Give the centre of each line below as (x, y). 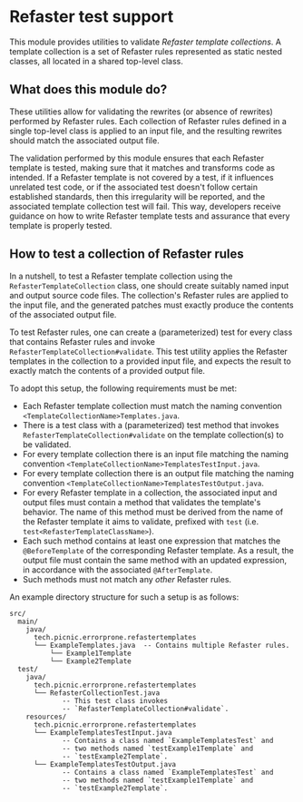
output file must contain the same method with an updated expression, (155, 560)
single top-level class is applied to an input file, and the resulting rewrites (146, 131)
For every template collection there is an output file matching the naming (158, 473)
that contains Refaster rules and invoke (83, 341)
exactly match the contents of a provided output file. (108, 370)
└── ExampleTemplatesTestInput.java (103, 732)
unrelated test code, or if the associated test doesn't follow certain (134, 187)
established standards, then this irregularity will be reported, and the (137, 196)
